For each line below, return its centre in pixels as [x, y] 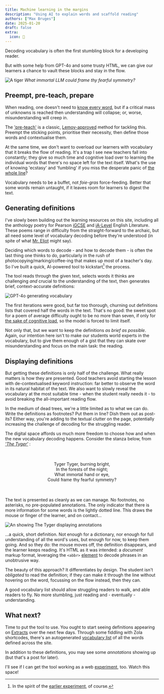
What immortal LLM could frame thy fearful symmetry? [80, 80]
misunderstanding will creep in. [37, 117]
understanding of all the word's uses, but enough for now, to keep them [77, 539]
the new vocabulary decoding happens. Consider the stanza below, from [78, 438]
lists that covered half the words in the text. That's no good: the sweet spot [81, 310]
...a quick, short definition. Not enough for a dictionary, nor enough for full [79, 534]
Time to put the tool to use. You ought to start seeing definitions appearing [80, 627]
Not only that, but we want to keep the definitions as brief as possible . [76, 330]
